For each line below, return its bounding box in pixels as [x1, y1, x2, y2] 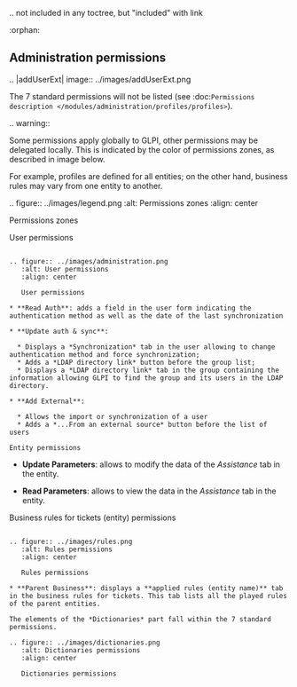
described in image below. [9, 154, 106, 164]
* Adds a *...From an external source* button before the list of [17, 420, 268, 429]
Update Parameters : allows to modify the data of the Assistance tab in [21, 459, 281, 470]
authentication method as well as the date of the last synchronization [9, 311, 284, 320]
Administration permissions [9, 51, 167, 66]
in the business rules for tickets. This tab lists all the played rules [9, 591, 288, 600]
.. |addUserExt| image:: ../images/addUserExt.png [9, 74, 191, 84]
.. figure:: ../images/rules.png [9, 537, 133, 546]
